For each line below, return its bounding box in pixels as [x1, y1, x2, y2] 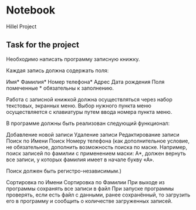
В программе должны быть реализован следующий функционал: [6, 120, 170, 127]
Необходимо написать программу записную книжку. [6, 55, 140, 62]
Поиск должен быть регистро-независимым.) [6, 167, 122, 174]
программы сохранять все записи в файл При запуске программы [6, 185, 174, 192]
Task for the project [6, 40, 79, 50]
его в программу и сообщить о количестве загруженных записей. [6, 197, 173, 204]
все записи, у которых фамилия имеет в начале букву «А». [6, 156, 154, 163]
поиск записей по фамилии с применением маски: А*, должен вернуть [6, 150, 186, 157]
